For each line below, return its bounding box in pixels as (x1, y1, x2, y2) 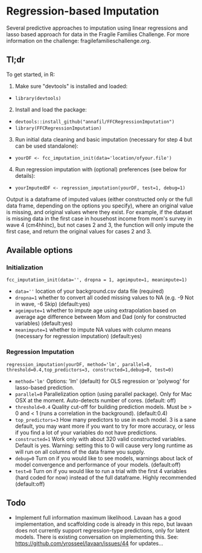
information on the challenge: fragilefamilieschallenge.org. (6, 37, 151, 44)
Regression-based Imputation (6, 4, 159, 18)
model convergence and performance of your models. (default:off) (14, 461, 181, 468)
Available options (6, 245, 74, 255)
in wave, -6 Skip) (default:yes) (14, 301, 90, 308)
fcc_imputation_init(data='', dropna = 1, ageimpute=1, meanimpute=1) (6, 277, 188, 283)
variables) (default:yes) (14, 319, 73, 327)
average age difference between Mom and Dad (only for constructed (14, 313, 186, 321)
